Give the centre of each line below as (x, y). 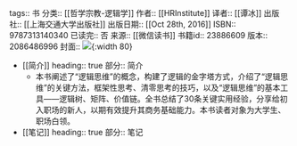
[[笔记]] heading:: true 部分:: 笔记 (82, 132)
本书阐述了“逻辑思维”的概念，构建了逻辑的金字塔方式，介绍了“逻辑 (158, 77)
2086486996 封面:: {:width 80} (71, 46)
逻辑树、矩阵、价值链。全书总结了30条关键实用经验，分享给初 (173, 99)
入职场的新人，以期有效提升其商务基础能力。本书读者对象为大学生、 (161, 110)
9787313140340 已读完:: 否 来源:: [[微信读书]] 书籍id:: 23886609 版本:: (139, 35)
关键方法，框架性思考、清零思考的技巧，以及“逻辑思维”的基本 (168, 88)
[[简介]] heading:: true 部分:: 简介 (82, 65)
